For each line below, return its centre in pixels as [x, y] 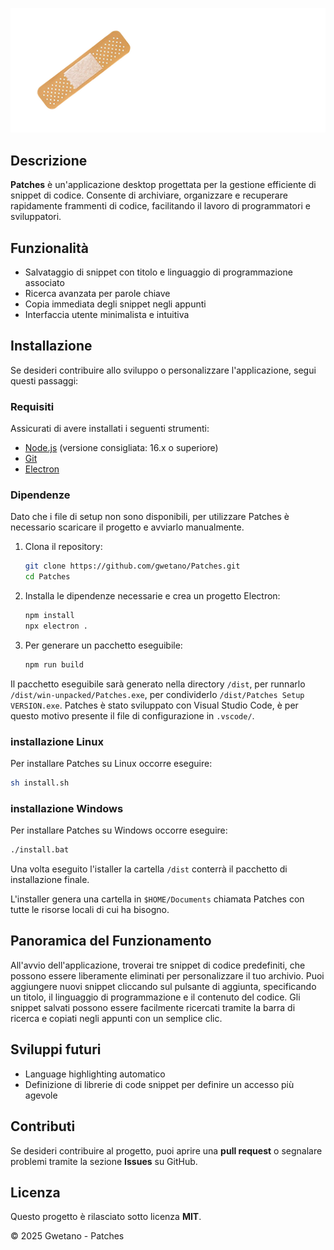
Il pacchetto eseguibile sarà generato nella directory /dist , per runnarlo [158, 684]
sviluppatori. [36, 217]
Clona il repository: [63, 547]
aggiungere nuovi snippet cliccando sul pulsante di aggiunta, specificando [163, 986]
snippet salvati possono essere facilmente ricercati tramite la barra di [153, 1007]
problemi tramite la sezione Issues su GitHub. [104, 1161]
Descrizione [49, 160]
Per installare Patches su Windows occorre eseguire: [119, 830]
